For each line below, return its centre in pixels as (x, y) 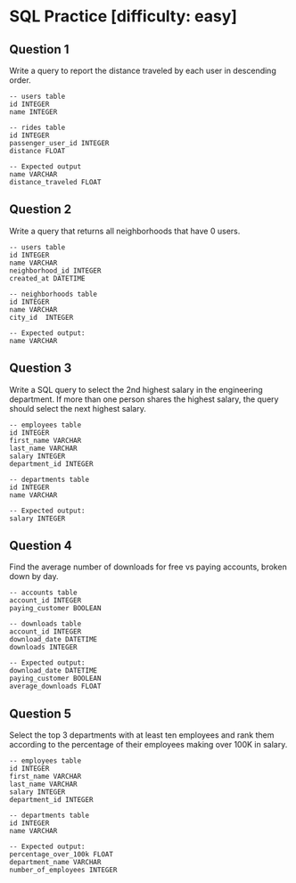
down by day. (34, 576)
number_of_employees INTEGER (63, 871)
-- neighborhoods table (53, 294)
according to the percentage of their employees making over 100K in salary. (148, 745)
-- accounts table (43, 593)
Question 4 (41, 546)
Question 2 (41, 210)
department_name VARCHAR (55, 863)
